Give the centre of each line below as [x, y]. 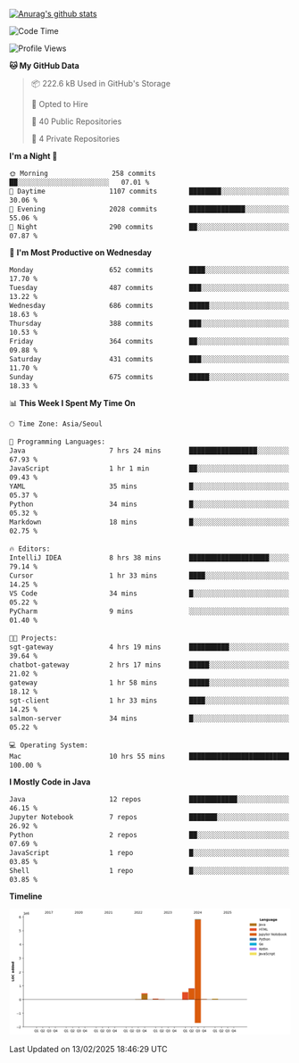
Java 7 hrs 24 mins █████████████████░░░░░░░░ [149, 451]
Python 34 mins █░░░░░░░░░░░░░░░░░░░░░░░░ [149, 504]
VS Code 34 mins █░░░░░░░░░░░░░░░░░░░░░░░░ [149, 594]
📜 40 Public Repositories [76, 121]
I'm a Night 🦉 [33, 156]
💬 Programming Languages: [57, 442]
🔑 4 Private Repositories [75, 139]
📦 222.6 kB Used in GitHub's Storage [101, 83]
